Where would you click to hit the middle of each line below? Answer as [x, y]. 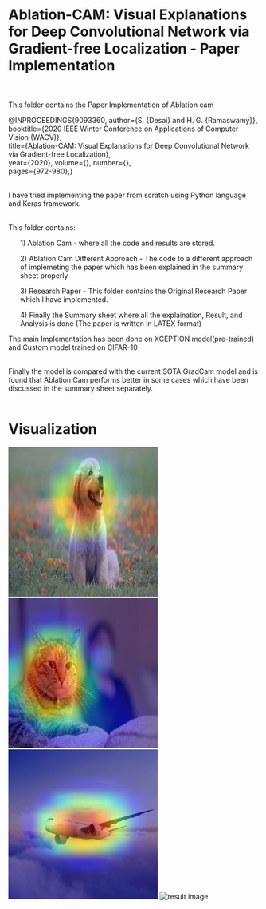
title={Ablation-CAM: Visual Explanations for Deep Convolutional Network [129, 145]
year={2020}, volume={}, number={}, [70, 162]
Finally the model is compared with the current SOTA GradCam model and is [133, 371]
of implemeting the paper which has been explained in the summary [131, 267]
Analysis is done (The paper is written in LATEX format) [110, 323]
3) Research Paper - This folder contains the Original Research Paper [133, 291]
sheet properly [44, 275]
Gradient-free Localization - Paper [124, 49]
